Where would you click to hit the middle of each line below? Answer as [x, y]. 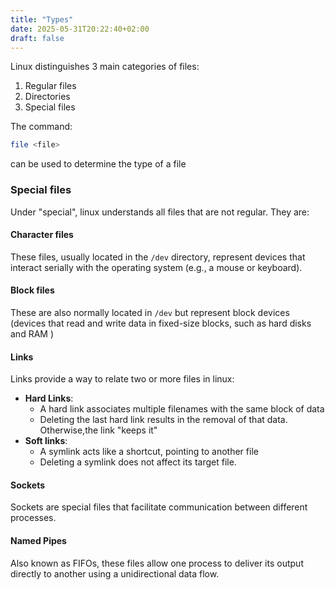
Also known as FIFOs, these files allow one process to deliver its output [157, 563]
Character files [42, 235]
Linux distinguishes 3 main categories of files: [105, 67]
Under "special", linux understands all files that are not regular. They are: [160, 212]
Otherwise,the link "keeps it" [98, 430]
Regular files [50, 86]
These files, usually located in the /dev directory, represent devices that [158, 257]
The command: [41, 127]
